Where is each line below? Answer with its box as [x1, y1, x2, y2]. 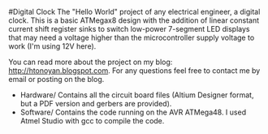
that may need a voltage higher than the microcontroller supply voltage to [8, 32, 255, 42]
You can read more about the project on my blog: [8, 57, 173, 67]
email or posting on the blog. [8, 75, 105, 84]
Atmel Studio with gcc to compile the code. [19, 116, 165, 125]
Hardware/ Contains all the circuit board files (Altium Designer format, [19, 90, 254, 100]
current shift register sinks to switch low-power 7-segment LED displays [8, 24, 250, 33]
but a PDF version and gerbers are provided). [19, 99, 172, 108]
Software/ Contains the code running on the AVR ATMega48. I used [19, 107, 246, 117]
